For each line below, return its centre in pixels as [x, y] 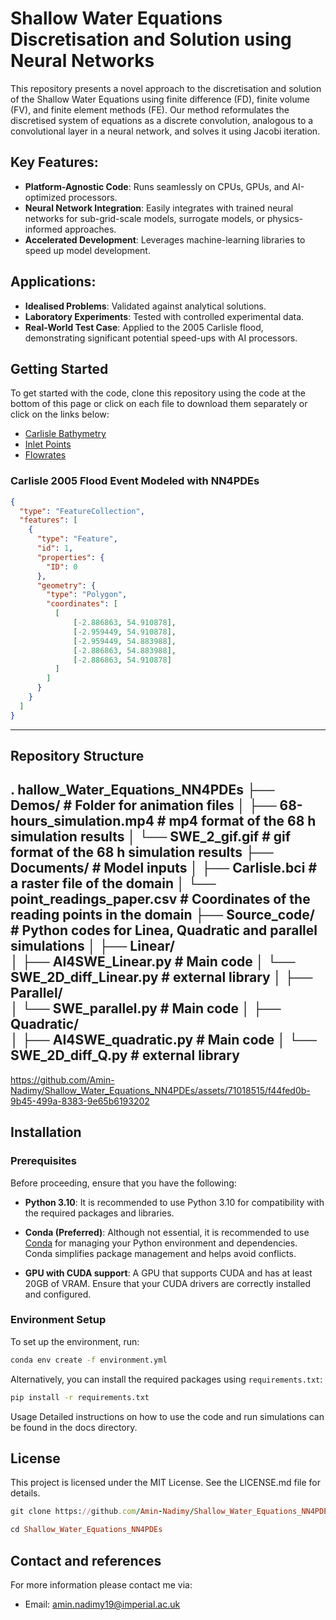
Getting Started [59, 368]
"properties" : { [70, 557]
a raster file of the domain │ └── [113, 883]
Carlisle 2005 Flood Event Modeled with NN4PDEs [135, 481]
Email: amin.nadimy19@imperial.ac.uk [102, 1604]
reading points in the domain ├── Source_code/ [162, 915]
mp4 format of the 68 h [242, 821]
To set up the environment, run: [75, 1341]
